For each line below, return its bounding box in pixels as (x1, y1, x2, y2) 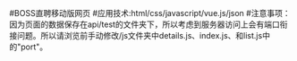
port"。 (21, 41, 48, 52)
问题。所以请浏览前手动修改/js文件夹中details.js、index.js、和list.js (16, 30, 263, 40)
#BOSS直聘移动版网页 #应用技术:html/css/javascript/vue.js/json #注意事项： (9, 8, 291, 18)
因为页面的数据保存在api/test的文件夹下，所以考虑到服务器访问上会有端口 (9, 19, 280, 30)
